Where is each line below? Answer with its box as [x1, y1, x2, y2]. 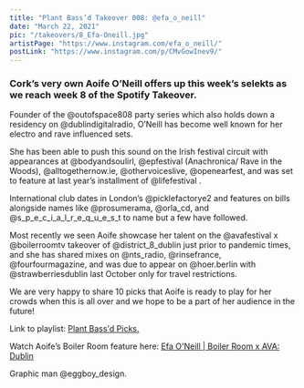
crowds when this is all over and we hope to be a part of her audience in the [9, 296, 295, 307]
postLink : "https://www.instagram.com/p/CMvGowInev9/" [9, 47, 223, 56]
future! [9, 306, 35, 317]
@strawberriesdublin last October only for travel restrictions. [9, 269, 237, 280]
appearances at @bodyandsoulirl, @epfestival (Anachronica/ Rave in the [9, 156, 283, 167]
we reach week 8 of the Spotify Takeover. [9, 88, 197, 101]
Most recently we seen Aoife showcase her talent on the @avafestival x [9, 230, 278, 241]
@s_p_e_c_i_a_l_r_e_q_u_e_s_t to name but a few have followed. [9, 212, 248, 223]
